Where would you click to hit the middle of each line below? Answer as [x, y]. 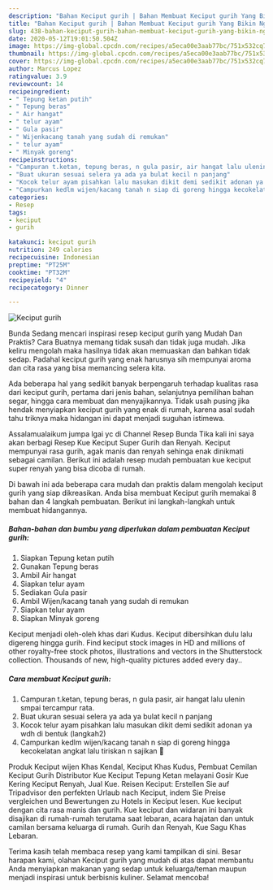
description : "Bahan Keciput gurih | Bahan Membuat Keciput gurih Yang [132, 16]
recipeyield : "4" [38, 280]
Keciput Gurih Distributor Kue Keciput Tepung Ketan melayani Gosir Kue [129, 775]
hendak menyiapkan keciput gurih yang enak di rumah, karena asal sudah [132, 410]
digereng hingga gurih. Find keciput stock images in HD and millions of [127, 643]
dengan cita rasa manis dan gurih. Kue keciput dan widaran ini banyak [126, 810]
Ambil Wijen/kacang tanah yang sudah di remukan [104, 601]
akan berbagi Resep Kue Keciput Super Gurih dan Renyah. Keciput [119, 443]
